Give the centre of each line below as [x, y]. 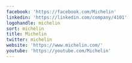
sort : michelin [25, 28]
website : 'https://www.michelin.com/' [55, 46]
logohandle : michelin [33, 23]
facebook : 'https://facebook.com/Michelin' [61, 12]
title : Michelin [26, 34]
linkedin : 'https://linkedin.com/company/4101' [67, 17]
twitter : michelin [29, 40]
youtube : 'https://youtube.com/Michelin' [59, 51]
